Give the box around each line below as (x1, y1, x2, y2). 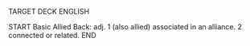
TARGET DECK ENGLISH (8, 7, 90, 16)
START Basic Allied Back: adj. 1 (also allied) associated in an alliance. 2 (8, 22, 243, 31)
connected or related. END (8, 31, 96, 40)
